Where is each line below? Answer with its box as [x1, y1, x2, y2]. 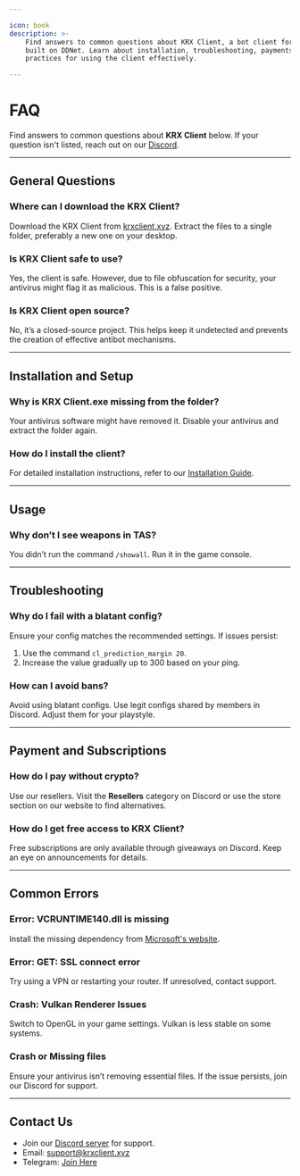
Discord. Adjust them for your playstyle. [9, 709, 155, 720]
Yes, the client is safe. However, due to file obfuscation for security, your [9, 273, 277, 284]
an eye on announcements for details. [9, 852, 149, 863]
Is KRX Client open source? [9, 304, 130, 317]
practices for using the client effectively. [25, 54, 198, 63]
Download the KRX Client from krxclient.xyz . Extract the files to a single [9, 221, 272, 231]
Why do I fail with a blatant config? [9, 610, 162, 622]
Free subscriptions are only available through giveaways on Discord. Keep [9, 842, 282, 853]
